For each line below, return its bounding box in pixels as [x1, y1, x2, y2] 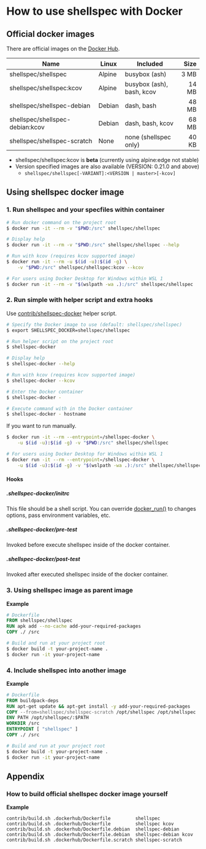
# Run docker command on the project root [6, 219, 116, 225]
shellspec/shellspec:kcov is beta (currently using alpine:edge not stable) [15, 157, 199, 163]
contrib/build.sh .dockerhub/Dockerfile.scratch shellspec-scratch [6, 837, 183, 843]
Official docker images [6, 29, 95, 39]
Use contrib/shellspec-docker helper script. [6, 309, 117, 317]
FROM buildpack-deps [6, 697, 59, 704]
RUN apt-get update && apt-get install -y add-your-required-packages [6, 703, 191, 710]
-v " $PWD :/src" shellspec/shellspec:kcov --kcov [17, 264, 144, 271]
